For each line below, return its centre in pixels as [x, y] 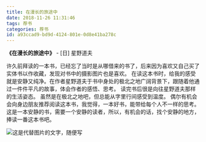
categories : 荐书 [28, 29]
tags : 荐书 [19, 23]
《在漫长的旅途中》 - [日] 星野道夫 [50, 53]
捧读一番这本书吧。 [31, 119]
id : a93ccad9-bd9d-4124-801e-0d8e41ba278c [61, 35]
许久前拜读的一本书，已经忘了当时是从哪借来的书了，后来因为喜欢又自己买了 [103, 66]
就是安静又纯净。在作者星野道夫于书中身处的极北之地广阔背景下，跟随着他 [100, 81]
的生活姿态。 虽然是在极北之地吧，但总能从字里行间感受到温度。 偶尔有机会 [102, 97]
